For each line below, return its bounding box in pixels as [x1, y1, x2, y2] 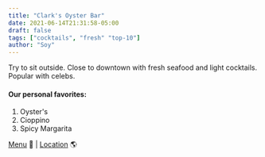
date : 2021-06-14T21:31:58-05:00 [8, 19, 119, 27]
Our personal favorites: [8, 89, 88, 99]
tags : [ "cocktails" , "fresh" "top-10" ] [8, 33, 141, 42]
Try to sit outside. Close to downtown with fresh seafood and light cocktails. [8, 63, 258, 72]
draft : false [8, 26, 52, 34]
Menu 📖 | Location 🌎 [8, 140, 78, 149]
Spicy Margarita [19, 124, 72, 133]
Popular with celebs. [8, 71, 76, 81]
